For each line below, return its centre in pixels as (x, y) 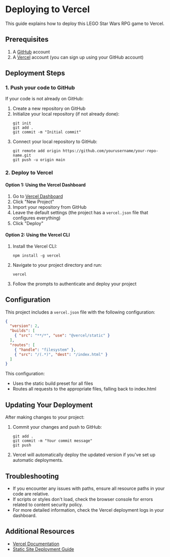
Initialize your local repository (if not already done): (66, 114)
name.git (22, 156)
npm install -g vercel (37, 256)
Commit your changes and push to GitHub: (57, 427)
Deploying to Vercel (48, 9)
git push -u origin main (39, 160)
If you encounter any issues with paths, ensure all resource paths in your (89, 488)
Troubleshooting (32, 476)
